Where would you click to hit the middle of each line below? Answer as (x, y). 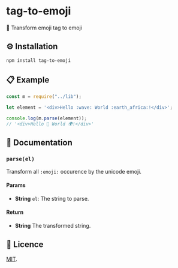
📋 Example (28, 80)
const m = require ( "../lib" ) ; (44, 97)
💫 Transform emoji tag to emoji (44, 28)
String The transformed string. (53, 226)
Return (15, 212)
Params (16, 185)
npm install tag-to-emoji (38, 60)
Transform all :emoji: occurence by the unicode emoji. (74, 171)
